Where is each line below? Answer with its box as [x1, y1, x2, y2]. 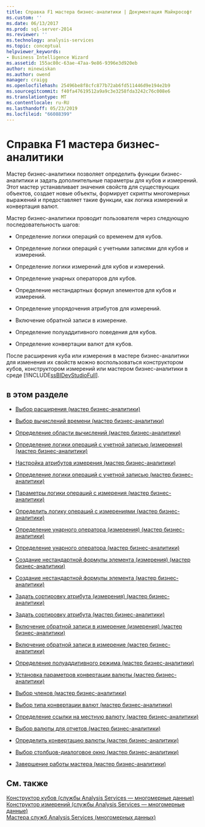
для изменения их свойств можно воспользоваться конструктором [6, 359, 184, 366]
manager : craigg [6, 77, 48, 83]
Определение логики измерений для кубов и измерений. [15, 263, 165, 270]
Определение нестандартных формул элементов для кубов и [15, 287, 176, 294]
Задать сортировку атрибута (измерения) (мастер [15, 593, 148, 600]
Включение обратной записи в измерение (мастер [15, 641, 148, 648]
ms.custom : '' [6, 15, 43, 21]
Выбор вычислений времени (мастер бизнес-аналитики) [15, 417, 165, 424]
